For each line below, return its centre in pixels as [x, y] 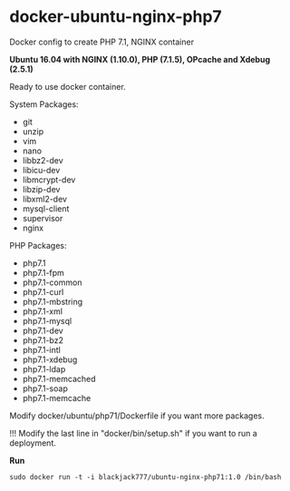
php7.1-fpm [43, 272]
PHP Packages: [38, 245]
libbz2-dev [43, 160]
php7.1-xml [43, 311]
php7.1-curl [43, 291]
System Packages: [44, 104]
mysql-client [46, 208]
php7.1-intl [41, 349]
